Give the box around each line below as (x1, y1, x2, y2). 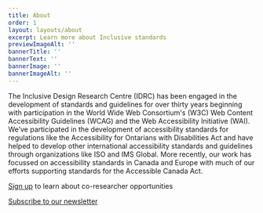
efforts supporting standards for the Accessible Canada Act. (8, 166, 203, 175)
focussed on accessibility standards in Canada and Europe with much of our (8, 157, 255, 167)
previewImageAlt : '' (8, 41, 76, 49)
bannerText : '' (8, 56, 58, 63)
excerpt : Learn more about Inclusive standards (8, 33, 167, 42)
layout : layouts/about (8, 26, 82, 34)
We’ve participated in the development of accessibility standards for (8, 125, 229, 134)
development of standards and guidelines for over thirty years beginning (8, 99, 243, 109)
